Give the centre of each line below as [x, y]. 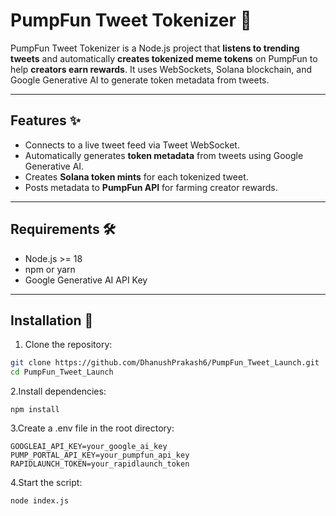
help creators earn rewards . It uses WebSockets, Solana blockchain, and [161, 69]
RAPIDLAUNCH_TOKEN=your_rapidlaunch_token [100, 464]
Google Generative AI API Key [86, 280]
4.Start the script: [46, 483]
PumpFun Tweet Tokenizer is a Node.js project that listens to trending [155, 48]
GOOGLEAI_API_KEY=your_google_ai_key [89, 447]
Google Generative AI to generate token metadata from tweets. [140, 80]
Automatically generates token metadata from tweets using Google [164, 155]
